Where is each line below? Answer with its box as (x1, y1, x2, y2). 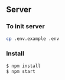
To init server (6, 22, 45, 31)
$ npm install (6, 63, 41, 69)
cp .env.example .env (6, 35, 60, 42)
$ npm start (6, 68, 35, 74)
